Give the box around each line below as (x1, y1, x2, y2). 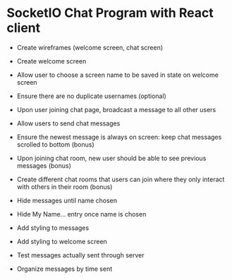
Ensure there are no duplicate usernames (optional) (16, 92, 166, 100)
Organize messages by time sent (16, 264, 113, 273)
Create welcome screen (16, 56, 87, 65)
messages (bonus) (16, 161, 72, 170)
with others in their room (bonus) (16, 182, 113, 191)
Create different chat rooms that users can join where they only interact (16, 175, 225, 183)
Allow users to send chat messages (16, 118, 121, 128)
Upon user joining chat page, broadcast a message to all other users (16, 105, 216, 114)
